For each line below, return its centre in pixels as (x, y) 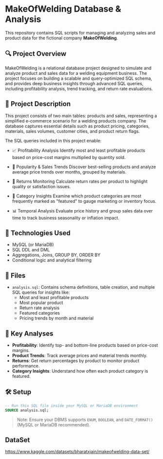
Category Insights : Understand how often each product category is (80, 371)
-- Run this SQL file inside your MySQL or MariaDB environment (72, 406)
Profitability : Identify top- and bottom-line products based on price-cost (85, 345)
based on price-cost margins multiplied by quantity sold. (69, 157)
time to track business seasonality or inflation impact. (66, 218)
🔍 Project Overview (36, 54)
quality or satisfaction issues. (41, 186)
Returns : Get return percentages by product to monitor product (76, 361)
